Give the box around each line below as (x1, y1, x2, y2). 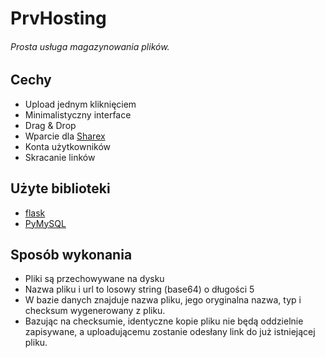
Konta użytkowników (24, 140, 112, 152)
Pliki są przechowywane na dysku (24, 273, 165, 285)
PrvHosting (10, 7, 107, 30)
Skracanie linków (24, 151, 96, 163)
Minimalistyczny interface (24, 108, 132, 121)
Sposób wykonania (10, 247, 133, 264)
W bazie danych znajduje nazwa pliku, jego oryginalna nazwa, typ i (24, 294, 302, 306)
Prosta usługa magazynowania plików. (10, 40, 170, 52)
